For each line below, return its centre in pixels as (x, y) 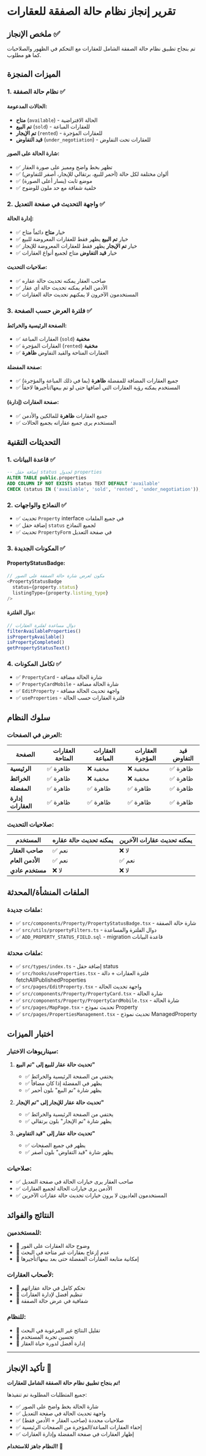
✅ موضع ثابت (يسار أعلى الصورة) (54, 181)
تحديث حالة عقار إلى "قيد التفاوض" (55, 1133)
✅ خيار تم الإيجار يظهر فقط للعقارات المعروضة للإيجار (76, 245)
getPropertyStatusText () (39, 648)
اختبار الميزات (30, 1033)
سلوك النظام (29, 717)
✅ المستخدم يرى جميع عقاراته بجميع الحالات (66, 422)
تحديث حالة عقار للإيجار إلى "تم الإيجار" (60, 1102)
